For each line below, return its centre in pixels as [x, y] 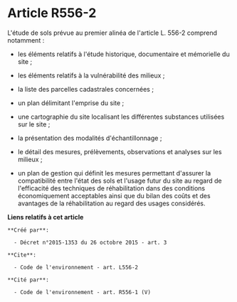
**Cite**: [22, 255]
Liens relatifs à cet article [46, 217]
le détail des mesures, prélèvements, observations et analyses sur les [120, 151]
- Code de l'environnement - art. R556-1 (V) [83, 292]
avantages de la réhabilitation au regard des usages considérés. [111, 203]
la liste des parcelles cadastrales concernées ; [86, 89]
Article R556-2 [52, 13]
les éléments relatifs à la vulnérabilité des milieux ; [91, 75]
